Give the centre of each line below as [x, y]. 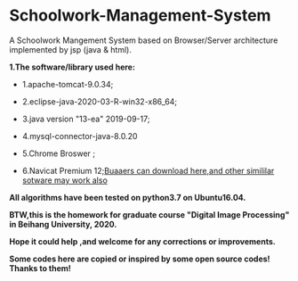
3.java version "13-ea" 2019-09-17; [86, 119]
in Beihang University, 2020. [63, 224]
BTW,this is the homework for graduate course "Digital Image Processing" [149, 214]
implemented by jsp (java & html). [70, 49]
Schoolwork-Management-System [140, 16]
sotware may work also [65, 180]
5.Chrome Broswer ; [59, 153]
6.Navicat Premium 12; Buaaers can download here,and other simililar [148, 170]
